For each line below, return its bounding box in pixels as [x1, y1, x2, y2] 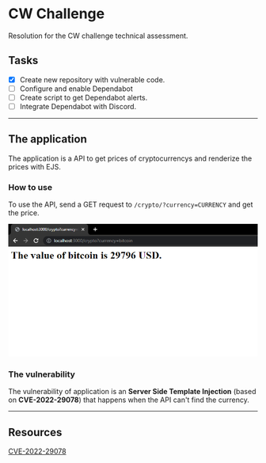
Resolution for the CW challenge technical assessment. [8, 31, 188, 40]
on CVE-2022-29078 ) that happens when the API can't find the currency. [8, 395, 249, 404]
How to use [8, 181, 53, 192]
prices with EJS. [8, 161, 61, 171]
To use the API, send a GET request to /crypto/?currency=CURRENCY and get [8, 199, 253, 210]
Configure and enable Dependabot [19, 84, 133, 93]
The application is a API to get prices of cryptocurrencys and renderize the [8, 154, 253, 163]
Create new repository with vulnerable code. [19, 74, 165, 84]
